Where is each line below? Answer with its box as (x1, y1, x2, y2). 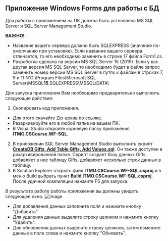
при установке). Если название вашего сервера (39, 47, 143, 54)
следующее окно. (5, 193, 44, 199)
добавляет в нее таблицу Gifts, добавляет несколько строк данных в (12, 157, 161, 163)
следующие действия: (5, 95, 53, 101)
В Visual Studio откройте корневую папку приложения (12, 125, 130, 131)
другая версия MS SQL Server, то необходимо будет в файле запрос (12, 64, 160, 70)
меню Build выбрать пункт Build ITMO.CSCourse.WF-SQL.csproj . (12, 173, 153, 179)
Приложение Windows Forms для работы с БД (5, 4, 159, 13)
